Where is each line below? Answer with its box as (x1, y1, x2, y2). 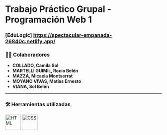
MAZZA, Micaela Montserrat (12, 73, 73, 79)
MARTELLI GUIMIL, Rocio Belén (12, 68, 79, 74)
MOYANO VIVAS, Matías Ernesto (12, 78, 82, 84)
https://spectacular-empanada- (33, 32, 112, 39)
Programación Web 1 (5, 14, 92, 25)
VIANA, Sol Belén (12, 83, 49, 90)
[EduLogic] (5, 32, 32, 39)
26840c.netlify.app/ (5, 38, 56, 45)
